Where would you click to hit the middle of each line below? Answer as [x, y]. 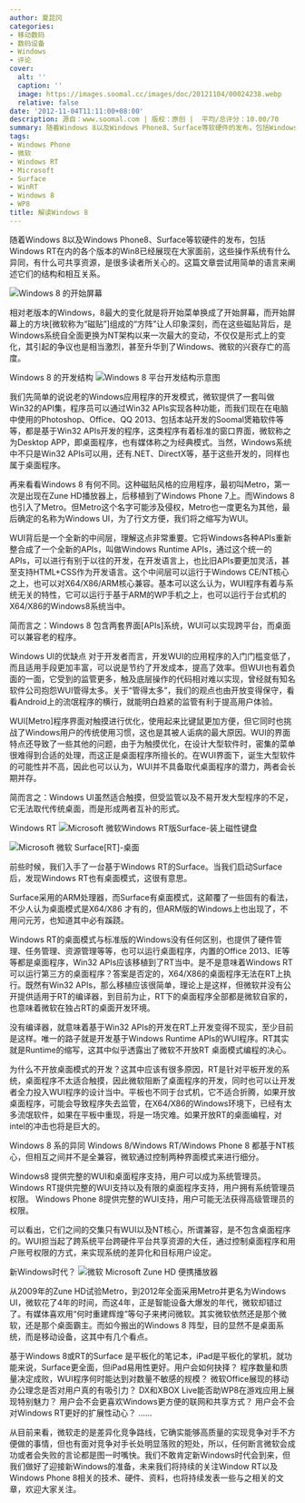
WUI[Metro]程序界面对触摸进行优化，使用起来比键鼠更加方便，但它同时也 [147, 721]
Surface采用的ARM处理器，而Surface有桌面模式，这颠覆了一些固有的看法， [151, 897]
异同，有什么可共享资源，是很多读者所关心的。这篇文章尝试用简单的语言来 [148, 262]
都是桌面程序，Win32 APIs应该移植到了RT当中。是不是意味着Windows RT [155, 962]
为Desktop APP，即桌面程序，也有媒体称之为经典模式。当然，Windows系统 [151, 442]
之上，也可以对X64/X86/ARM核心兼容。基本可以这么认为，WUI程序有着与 [148, 583]
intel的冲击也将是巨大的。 [57, 1126]
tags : [20, 137]
